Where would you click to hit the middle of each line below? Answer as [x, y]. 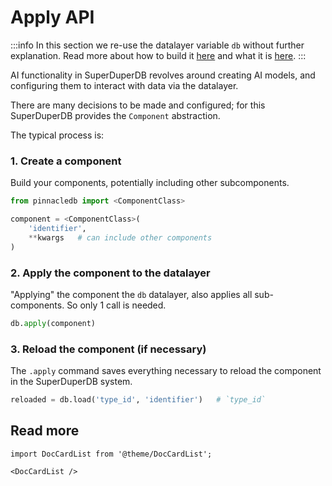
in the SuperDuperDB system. [71, 382]
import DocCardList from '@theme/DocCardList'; [111, 454]
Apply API [52, 17]
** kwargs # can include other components [120, 237]
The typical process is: [57, 135]
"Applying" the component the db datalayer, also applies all [131, 294]
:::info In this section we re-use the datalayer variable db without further [157, 45]
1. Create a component [66, 161]
